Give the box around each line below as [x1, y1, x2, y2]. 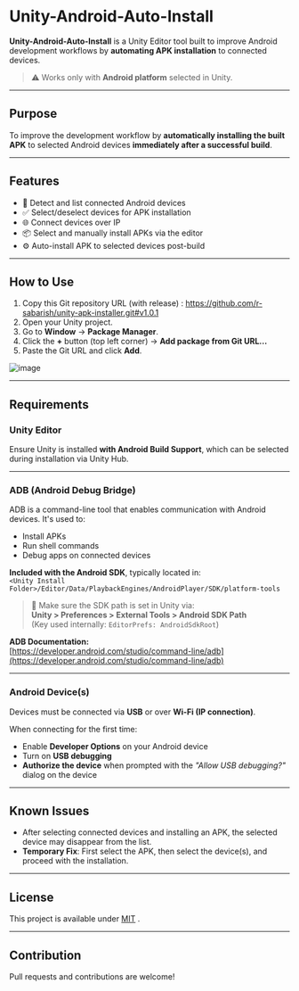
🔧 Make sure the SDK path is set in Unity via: [30, 600, 195, 611]
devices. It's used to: [9, 514, 86, 524]
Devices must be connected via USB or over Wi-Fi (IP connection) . [9, 706, 256, 717]
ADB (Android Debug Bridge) [9, 483, 136, 496]
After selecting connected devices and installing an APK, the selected [21, 827, 278, 838]
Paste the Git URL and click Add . [21, 345, 142, 356]
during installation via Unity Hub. [9, 453, 129, 465]
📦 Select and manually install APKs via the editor [21, 227, 204, 238]
